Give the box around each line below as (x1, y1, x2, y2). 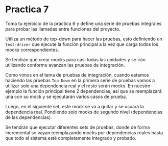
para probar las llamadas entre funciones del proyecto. (5, 26, 121, 32)
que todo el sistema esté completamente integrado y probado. (5, 135, 136, 141)
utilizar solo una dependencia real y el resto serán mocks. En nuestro (5, 83, 151, 89)
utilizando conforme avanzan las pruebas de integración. (5, 62, 125, 68)
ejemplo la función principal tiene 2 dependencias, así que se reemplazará (5, 88, 162, 94)
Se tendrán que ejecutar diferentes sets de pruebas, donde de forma (5, 124, 150, 130)
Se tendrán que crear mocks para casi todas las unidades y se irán (5, 56, 146, 62)
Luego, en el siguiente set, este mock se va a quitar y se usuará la (5, 103, 144, 109)
